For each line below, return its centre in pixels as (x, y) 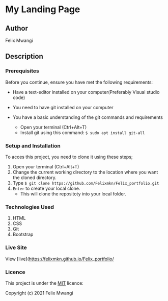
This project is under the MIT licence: (45, 283)
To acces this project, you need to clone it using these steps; (69, 157)
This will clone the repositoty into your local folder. (73, 194)
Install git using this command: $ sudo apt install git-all (82, 132)
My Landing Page (43, 9)
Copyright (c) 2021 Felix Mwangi (39, 293)
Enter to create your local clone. (46, 188)
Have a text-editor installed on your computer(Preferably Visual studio (86, 92)
